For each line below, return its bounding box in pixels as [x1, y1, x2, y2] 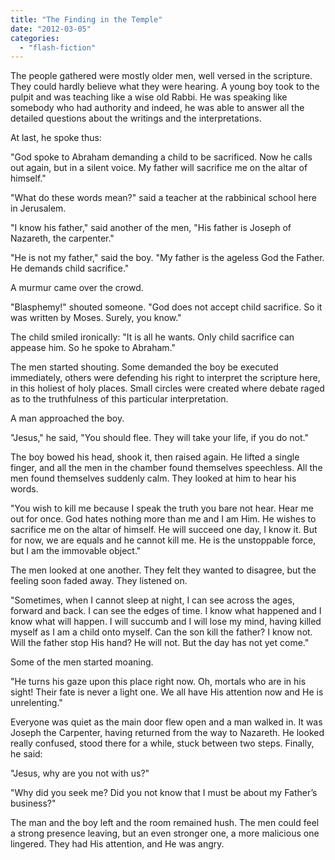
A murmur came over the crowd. [10, 282, 144, 294]
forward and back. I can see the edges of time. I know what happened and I [10, 605, 322, 617]
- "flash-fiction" [19, 42, 97, 53]
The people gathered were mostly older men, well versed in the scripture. [10, 70, 313, 82]
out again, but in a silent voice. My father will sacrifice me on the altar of [10, 162, 308, 174]
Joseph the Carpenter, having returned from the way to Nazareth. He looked [10, 727, 325, 739]
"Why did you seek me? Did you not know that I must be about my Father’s [10, 787, 318, 799]
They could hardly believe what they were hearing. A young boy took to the [10, 81, 320, 93]
